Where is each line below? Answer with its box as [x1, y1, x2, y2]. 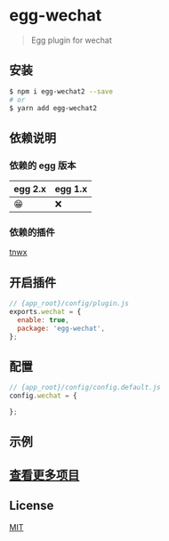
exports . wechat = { [9, 308, 82, 317]
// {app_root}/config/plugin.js [9, 299, 129, 308]
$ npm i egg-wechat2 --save [9, 86, 114, 96]
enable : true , [17, 315, 69, 325]
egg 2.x [13, 183, 46, 196]
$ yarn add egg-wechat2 [9, 103, 98, 112]
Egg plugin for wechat [30, 35, 113, 45]
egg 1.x [54, 183, 87, 196]
